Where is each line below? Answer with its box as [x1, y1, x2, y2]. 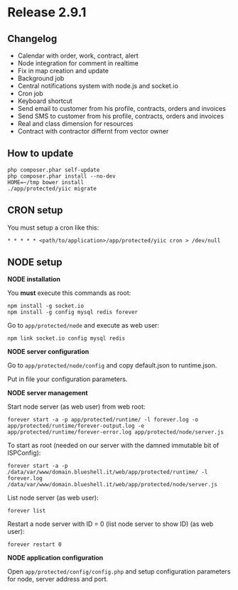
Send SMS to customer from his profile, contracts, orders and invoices [17, 112, 225, 120]
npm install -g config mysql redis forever [7, 309, 139, 316]
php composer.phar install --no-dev [7, 172, 116, 180]
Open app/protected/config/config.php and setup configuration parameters [7, 567, 231, 576]
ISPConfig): [7, 449, 41, 457]
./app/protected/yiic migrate [7, 185, 97, 192]
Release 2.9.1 [7, 4, 87, 21]
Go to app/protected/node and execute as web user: [7, 321, 160, 330]
